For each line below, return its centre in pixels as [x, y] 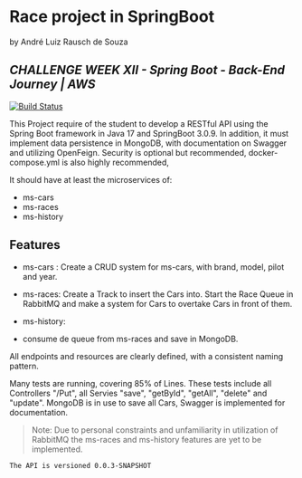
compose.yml [35, 162]
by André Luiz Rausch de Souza [69, 42]
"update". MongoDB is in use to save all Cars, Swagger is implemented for [147, 402]
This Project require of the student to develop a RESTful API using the [139, 123]
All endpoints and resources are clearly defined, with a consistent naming [146, 356]
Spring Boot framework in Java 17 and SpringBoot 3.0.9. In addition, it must [149, 133]
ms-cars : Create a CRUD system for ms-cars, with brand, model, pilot [153, 267]
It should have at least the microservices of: [91, 179]
